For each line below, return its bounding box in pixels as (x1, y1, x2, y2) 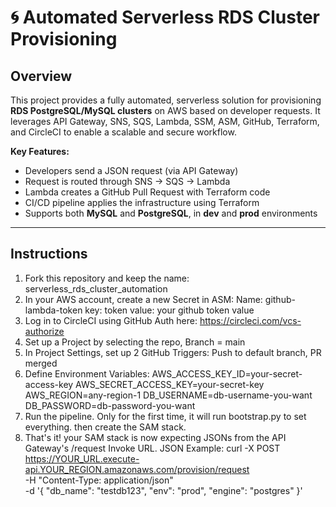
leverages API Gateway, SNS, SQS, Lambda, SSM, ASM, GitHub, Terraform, (10, 116, 320, 127)
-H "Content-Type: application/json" (24, 474, 174, 486)
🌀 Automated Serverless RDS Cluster (10, 6, 320, 29)
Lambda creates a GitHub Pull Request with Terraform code (24, 186, 271, 198)
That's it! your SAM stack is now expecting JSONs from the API (24, 431, 287, 443)
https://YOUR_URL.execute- (24, 452, 140, 465)
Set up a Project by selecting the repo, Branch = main (24, 336, 246, 348)
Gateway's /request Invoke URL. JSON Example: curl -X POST (24, 442, 281, 454)
